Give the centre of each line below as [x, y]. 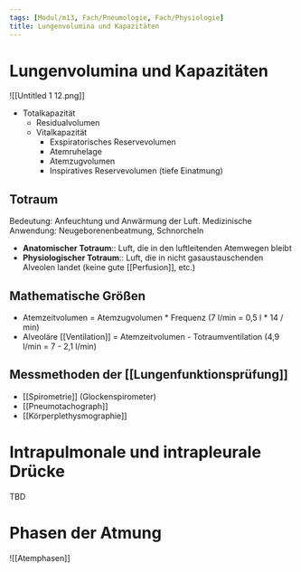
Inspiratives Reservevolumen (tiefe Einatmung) [136, 171]
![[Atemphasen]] [40, 558]
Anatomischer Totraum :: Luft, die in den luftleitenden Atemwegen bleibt [157, 248]
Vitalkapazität [61, 133]
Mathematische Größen [78, 296]
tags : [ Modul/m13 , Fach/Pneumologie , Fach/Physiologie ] [117, 18]
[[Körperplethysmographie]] [75, 416]
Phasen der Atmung [86, 533]
